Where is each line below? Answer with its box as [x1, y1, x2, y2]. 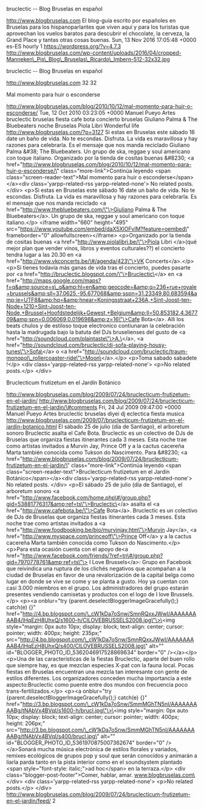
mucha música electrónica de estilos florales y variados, [37, 746, 178, 752]
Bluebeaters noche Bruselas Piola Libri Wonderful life [6, 122, 140, 129]
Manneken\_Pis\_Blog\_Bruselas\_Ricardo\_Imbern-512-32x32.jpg [6, 56, 170, 63]
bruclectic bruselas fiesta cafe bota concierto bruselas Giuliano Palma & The [6, 115, 198, 123]
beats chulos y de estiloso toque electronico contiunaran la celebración [6, 322, 185, 329]
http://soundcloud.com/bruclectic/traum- [84, 348, 188, 355]
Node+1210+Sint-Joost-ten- [6, 303, 76, 310]
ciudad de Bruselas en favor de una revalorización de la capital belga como [6, 571, 195, 579]
